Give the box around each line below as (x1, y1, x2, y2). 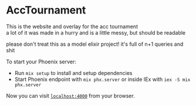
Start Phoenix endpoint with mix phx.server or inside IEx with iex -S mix (14, 76, 191, 83)
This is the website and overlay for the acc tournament (6, 23, 138, 30)
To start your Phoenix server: (6, 58, 76, 65)
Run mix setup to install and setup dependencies (14, 69, 133, 76)
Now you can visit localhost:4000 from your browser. (6, 92, 135, 99)
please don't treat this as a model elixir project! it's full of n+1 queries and (6, 40, 184, 48)
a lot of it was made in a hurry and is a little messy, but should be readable (6, 29, 186, 36)
